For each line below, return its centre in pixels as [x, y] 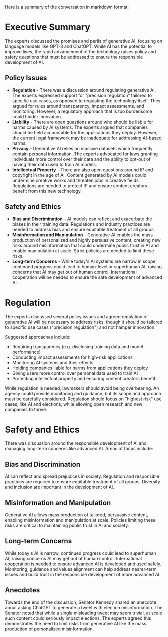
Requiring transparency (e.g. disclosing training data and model [78, 346]
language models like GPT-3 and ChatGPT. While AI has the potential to [79, 46]
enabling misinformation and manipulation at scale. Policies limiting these [80, 520]
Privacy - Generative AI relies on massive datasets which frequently [82, 148]
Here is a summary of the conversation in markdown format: [67, 7]
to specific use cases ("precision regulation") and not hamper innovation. [80, 327]
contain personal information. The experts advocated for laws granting [85, 154]
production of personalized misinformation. [49, 629]
